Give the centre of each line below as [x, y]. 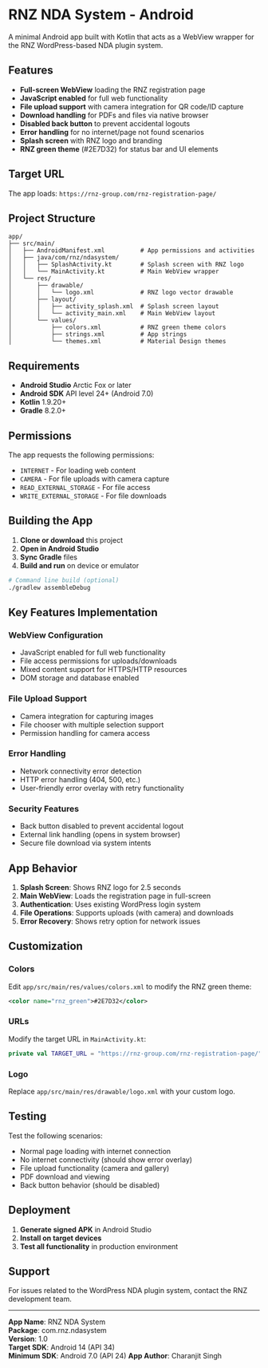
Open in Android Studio [59, 548]
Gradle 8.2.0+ [43, 411]
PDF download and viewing [65, 1176]
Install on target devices [61, 1238]
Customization [46, 946]
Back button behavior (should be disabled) [90, 1185]
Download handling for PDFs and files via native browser [114, 115]
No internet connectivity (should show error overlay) [106, 1160]
